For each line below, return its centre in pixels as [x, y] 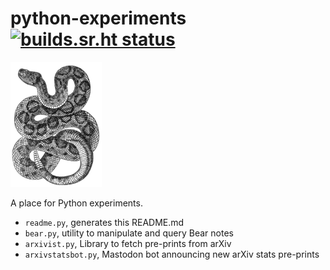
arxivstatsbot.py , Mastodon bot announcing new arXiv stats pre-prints [172, 254]
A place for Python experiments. [76, 203]
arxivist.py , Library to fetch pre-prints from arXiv [128, 243]
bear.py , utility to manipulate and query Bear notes [129, 233]
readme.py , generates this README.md [104, 222]
